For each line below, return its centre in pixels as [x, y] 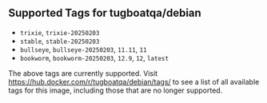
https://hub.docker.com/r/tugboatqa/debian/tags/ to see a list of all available [134, 81]
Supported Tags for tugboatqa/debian [105, 13]
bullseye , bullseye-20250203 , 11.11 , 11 [83, 49]
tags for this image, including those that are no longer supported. [116, 90]
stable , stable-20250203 [60, 41]
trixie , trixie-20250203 [60, 32]
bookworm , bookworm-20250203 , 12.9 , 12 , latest [94, 57]
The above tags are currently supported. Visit [83, 73]
